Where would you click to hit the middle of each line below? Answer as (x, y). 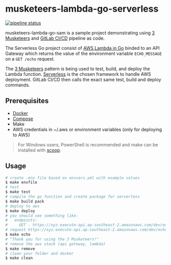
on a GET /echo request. (30, 58)
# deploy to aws (22, 206)
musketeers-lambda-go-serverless (82, 9)
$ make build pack (25, 201)
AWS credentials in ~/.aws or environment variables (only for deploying (87, 129)
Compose (23, 119)
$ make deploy (20, 211)
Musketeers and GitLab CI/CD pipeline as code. (55, 38)
